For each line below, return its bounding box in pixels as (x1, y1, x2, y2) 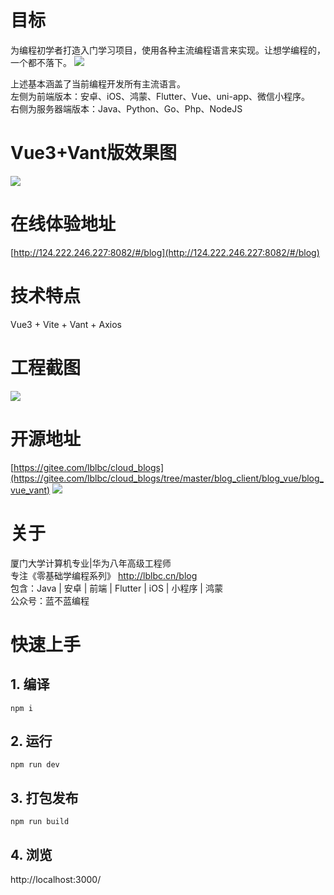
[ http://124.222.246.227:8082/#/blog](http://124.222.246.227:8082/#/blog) (10, 246, 320, 258)
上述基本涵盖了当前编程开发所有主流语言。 (10, 77, 186, 90)
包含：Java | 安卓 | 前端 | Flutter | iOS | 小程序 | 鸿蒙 (10, 582, 223, 594)
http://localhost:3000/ (10, 874, 102, 885)
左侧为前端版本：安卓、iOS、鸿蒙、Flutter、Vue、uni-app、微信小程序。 (10, 90, 310, 102)
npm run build (10, 817, 70, 827)
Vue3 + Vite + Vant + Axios (10, 318, 122, 330)
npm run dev (10, 760, 60, 770)
